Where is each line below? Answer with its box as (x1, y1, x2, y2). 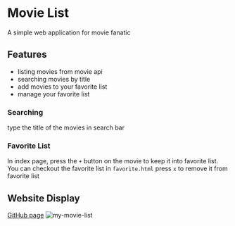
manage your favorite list (17, 89, 90, 98)
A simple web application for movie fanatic (7, 28, 131, 37)
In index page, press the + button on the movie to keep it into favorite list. (7, 157, 219, 165)
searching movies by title (17, 75, 91, 83)
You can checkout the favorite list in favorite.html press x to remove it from (7, 164, 228, 173)
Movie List (7, 5, 69, 21)
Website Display (7, 192, 80, 204)
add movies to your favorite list (17, 82, 108, 91)
